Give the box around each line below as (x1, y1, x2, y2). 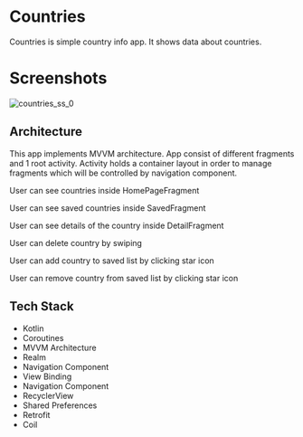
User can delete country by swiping (9, 237, 143, 248)
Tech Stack (9, 299, 74, 314)
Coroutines (22, 332, 64, 343)
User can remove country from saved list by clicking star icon (9, 272, 239, 283)
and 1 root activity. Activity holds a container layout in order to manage (9, 157, 272, 168)
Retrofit (22, 409, 51, 420)
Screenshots (9, 68, 108, 89)
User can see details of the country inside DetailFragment (9, 220, 224, 231)
